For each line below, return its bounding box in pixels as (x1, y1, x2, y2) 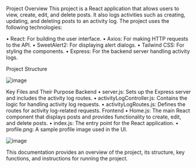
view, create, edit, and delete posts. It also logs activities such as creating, (6, 11, 186, 18)
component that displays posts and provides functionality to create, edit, (6, 113, 182, 120)
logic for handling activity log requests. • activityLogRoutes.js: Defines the (6, 101, 186, 108)
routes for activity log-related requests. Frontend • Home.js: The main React (6, 107, 190, 114)
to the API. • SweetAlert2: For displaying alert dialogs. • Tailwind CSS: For (6, 41, 185, 48)
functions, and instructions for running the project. (6, 155, 128, 162)
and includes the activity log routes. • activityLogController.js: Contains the (6, 94, 188, 101)
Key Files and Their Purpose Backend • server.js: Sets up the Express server (6, 88, 191, 95)
